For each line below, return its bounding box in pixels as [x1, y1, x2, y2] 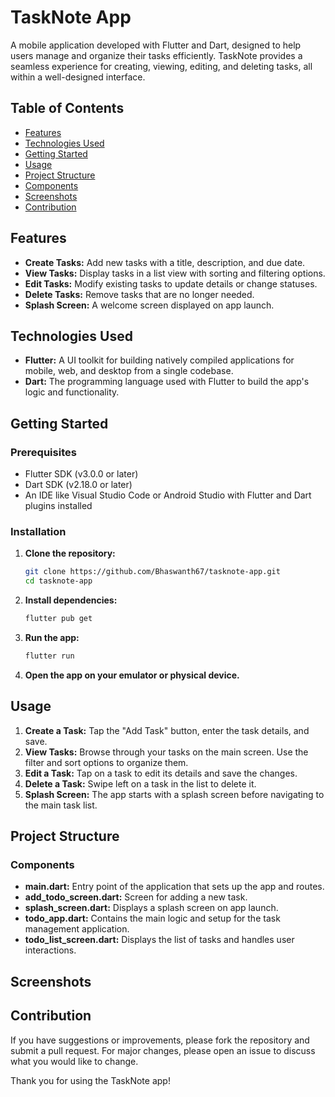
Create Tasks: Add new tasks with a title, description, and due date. [24, 256, 306, 268]
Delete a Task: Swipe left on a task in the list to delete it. [24, 777, 257, 790]
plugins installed [24, 500, 93, 512]
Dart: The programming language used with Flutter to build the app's [24, 376, 310, 388]
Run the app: [24, 631, 80, 643]
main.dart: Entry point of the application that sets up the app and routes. [24, 881, 325, 893]
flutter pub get [24, 614, 93, 624]
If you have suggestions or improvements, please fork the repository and [10, 1034, 310, 1046]
